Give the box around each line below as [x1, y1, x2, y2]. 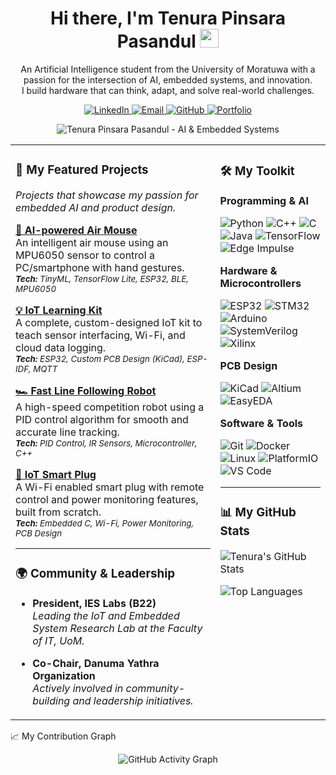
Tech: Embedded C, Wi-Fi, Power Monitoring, [15, 517, 195, 529]
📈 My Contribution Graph [10, 730, 117, 742]
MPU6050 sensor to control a [15, 248, 155, 262]
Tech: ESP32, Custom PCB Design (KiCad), [15, 353, 185, 364]
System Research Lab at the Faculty [32, 621, 203, 635]
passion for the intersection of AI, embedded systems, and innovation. [23, 73, 313, 86]
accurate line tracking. [15, 425, 120, 439]
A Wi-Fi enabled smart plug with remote [15, 480, 205, 494]
